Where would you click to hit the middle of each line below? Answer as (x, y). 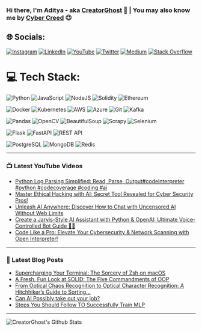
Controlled (28, 226)
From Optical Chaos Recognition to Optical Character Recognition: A (99, 286)
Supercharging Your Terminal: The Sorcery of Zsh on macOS (90, 273)
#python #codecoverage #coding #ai (61, 187)
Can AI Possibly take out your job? (57, 299)
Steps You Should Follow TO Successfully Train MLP (80, 305)
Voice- (187, 219)
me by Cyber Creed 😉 (39, 17)
